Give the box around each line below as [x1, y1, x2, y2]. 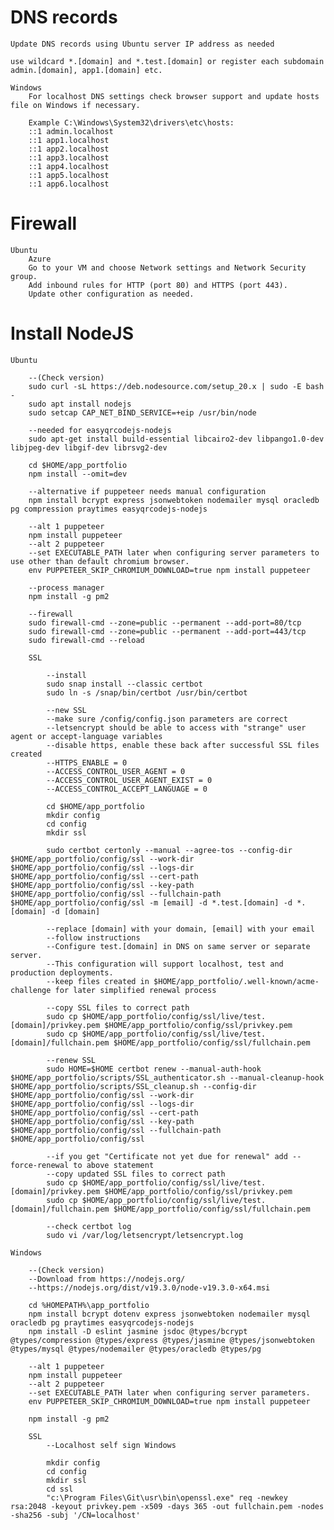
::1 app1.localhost [28, 135, 110, 145]
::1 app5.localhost [28, 170, 110, 180]
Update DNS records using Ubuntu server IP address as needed [10, 39, 275, 49]
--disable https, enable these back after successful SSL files [46, 740, 320, 750]
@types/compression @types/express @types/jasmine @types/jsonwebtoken [10, 1335, 315, 1345]
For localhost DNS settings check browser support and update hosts [28, 91, 320, 101]
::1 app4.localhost [28, 161, 110, 171]
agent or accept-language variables [10, 731, 163, 741]
